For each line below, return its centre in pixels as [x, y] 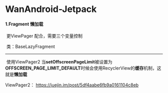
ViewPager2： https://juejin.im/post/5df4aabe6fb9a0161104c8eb [72, 85]
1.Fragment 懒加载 [24, 24]
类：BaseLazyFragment [30, 46]
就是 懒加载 [16, 74]
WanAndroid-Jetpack [51, 9]
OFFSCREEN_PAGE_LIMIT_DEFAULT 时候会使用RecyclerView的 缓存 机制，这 [83, 68]
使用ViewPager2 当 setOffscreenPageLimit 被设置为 [59, 62]
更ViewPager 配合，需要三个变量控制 [44, 36]
